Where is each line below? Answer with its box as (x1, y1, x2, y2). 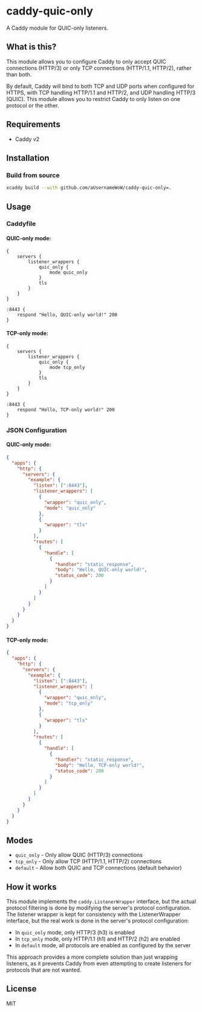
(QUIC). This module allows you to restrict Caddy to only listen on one (6, 95, 180, 102)
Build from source (6, 171, 60, 179)
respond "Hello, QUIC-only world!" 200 (17, 312, 118, 318)
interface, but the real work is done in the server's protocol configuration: (6, 917, 189, 924)
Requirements (6, 119, 60, 130)
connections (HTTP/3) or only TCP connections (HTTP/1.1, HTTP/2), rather (6, 64, 192, 71)
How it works (6, 882, 57, 892)
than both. (6, 71, 32, 78)
